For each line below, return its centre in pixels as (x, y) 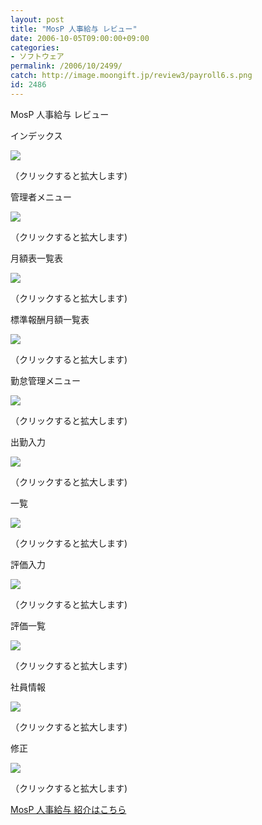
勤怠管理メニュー (45, 380)
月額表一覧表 (36, 258)
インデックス (36, 135)
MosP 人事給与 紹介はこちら (68, 809)
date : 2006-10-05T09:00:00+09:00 (80, 38)
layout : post (37, 19)
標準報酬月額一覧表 (50, 319)
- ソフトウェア (37, 57)
